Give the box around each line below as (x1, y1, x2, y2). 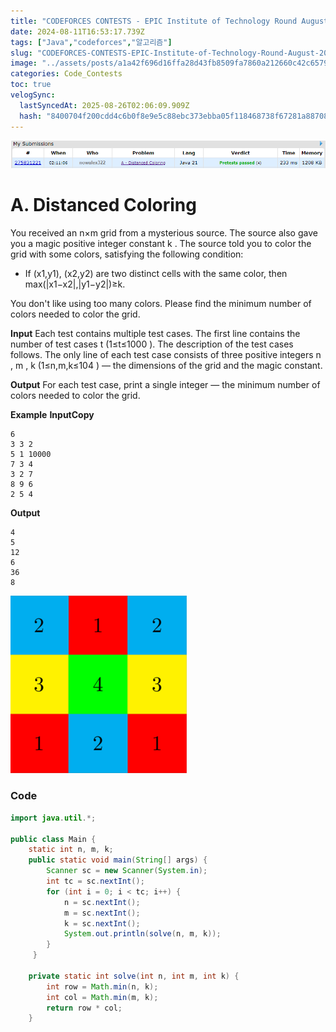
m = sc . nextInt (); (63, 908, 141, 918)
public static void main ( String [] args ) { (28, 855, 208, 865)
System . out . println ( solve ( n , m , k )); (63, 929, 222, 939)
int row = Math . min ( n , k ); (46, 981, 159, 992)
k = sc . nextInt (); (63, 918, 141, 929)
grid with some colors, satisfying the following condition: (10, 248, 244, 260)
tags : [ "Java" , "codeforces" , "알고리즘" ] (10, 37, 173, 47)
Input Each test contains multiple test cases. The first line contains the (10, 327, 301, 339)
